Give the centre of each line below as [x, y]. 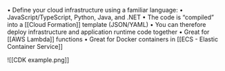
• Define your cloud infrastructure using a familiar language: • [95, 10]
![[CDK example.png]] [38, 60]
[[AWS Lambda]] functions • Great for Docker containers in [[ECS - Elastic [113, 39]
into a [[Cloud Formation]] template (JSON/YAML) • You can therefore [107, 24]
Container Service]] [35, 47]
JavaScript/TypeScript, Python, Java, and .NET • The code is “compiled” [110, 17]
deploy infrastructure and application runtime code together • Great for [108, 32]
